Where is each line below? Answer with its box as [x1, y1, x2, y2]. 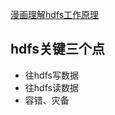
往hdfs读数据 [24, 81, 79, 93]
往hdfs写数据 [24, 69, 79, 81]
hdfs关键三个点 [10, 41, 106, 58]
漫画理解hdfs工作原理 [10, 9, 100, 20]
